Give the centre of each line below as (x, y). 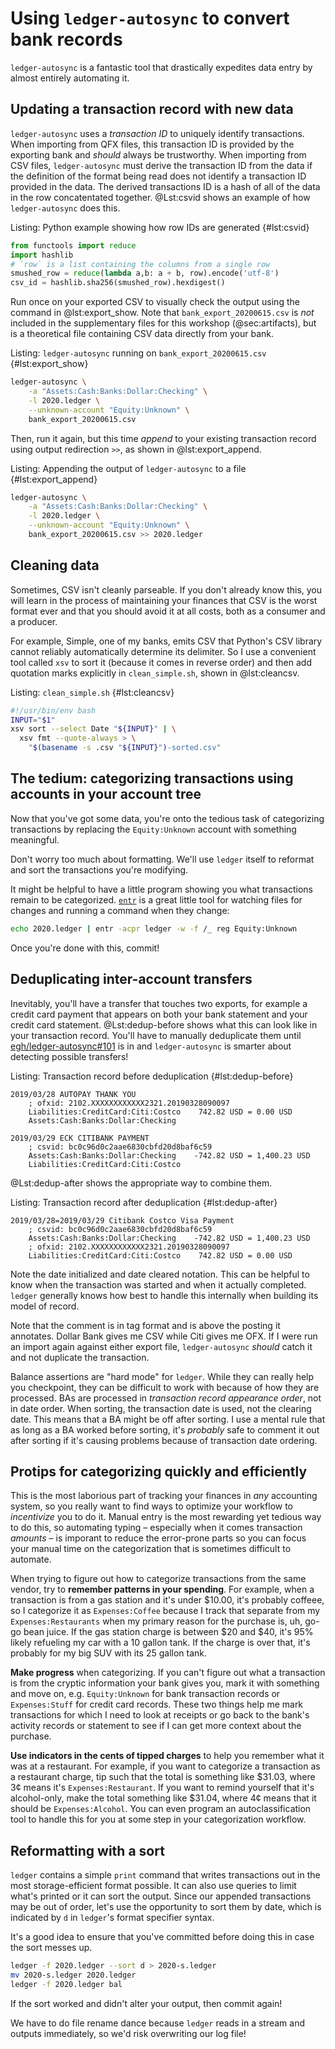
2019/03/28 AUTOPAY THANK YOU (73, 1094)
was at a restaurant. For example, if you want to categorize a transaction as (165, 1766)
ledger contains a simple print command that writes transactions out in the (165, 1875)
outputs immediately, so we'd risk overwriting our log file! (128, 2033)
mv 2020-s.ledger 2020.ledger (73, 1975)
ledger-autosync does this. (65, 208)
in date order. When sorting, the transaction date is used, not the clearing (161, 1408)
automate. (31, 1559)
